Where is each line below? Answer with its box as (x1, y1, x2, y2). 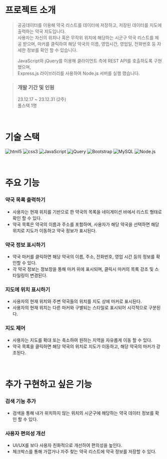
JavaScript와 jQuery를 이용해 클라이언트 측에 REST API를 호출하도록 (17, 58, 153, 64)
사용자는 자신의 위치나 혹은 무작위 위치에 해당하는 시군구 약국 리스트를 (17, 35, 154, 41)
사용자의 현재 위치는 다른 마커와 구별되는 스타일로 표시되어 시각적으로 (12, 305, 147, 311)
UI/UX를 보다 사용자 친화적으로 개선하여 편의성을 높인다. (12, 442, 122, 448)
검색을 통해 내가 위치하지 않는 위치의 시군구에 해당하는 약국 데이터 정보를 (12, 410, 154, 416)
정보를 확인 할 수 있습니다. (26, 47, 77, 53)
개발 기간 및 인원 (17, 84, 54, 91)
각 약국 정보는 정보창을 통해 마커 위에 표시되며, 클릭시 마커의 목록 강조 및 (12, 266, 154, 272)
